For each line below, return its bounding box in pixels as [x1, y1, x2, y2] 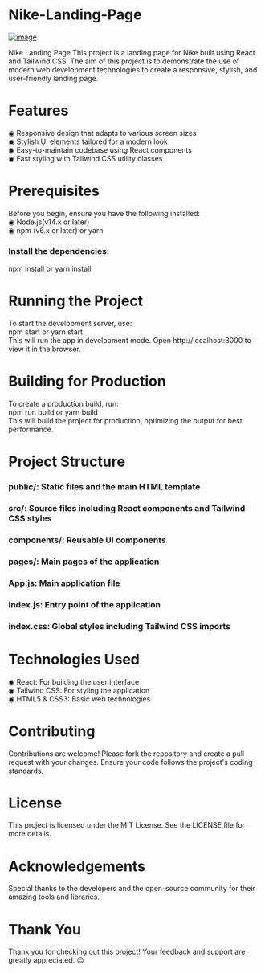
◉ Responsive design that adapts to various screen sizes [8, 128, 197, 137]
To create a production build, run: [8, 399, 119, 408]
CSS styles [8, 513, 52, 524]
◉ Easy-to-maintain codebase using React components [8, 145, 193, 154]
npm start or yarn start [8, 327, 83, 337]
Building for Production [8, 372, 166, 390]
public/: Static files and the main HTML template [8, 481, 201, 493]
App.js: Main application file [8, 577, 120, 588]
